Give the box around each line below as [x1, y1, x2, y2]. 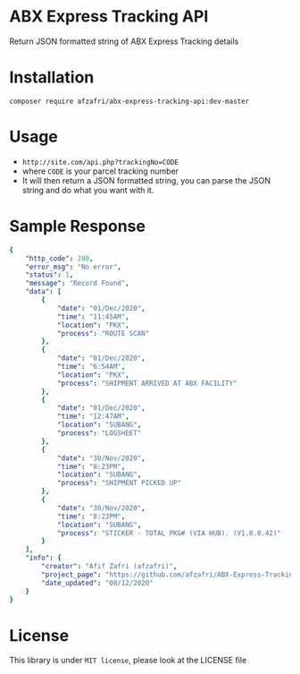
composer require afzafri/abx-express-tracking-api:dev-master [9, 97, 250, 106]
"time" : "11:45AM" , [56, 311, 129, 321]
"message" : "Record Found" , [25, 279, 129, 288]
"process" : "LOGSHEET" [56, 429, 142, 438]
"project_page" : [41, 570, 102, 579]
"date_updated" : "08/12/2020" [41, 578, 154, 587]
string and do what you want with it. [21, 184, 154, 195]
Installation [9, 67, 95, 88]
